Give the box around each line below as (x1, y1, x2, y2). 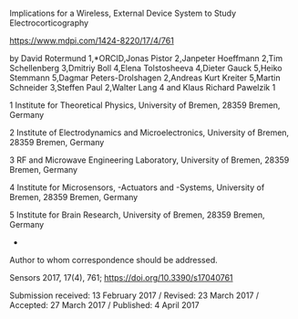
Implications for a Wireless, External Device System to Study (9, 8, 237, 18)
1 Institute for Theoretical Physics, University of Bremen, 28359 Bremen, (9, 100, 281, 111)
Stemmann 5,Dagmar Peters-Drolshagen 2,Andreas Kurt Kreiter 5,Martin (9, 72, 281, 83)
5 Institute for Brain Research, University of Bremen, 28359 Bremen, (9, 209, 266, 220)
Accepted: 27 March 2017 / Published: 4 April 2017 (9, 300, 200, 310)
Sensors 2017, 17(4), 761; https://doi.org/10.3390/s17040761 (9, 272, 234, 282)
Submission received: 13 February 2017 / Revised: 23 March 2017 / (9, 290, 260, 301)
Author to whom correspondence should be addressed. (9, 255, 218, 265)
